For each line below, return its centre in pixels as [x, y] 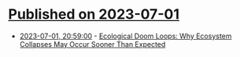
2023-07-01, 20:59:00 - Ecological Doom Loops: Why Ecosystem [126, 36]
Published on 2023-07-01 [94, 14]
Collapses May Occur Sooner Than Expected [92, 44]
